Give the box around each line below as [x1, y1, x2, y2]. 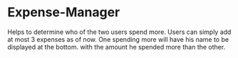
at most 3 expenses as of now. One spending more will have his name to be [7, 35, 229, 43]
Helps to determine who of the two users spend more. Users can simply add [7, 28, 232, 36]
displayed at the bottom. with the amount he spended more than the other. [7, 42, 226, 51]
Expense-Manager [7, 4, 120, 21]
